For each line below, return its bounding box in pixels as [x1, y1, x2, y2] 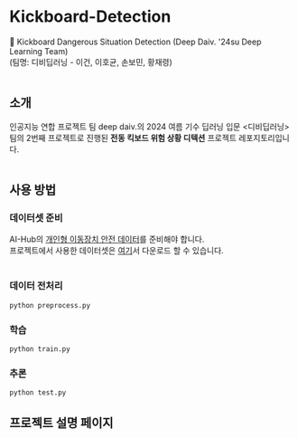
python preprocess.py [9, 300, 91, 309]
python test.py [9, 388, 67, 397]
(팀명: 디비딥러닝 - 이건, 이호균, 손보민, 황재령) [9, 56, 173, 67]
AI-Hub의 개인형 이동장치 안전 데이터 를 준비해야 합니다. [9, 233, 205, 245]
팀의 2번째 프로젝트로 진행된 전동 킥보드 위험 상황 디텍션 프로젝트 [9, 132, 237, 143]
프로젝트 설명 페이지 [9, 414, 114, 431]
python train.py [9, 345, 70, 354]
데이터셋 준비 [9, 212, 63, 224]
